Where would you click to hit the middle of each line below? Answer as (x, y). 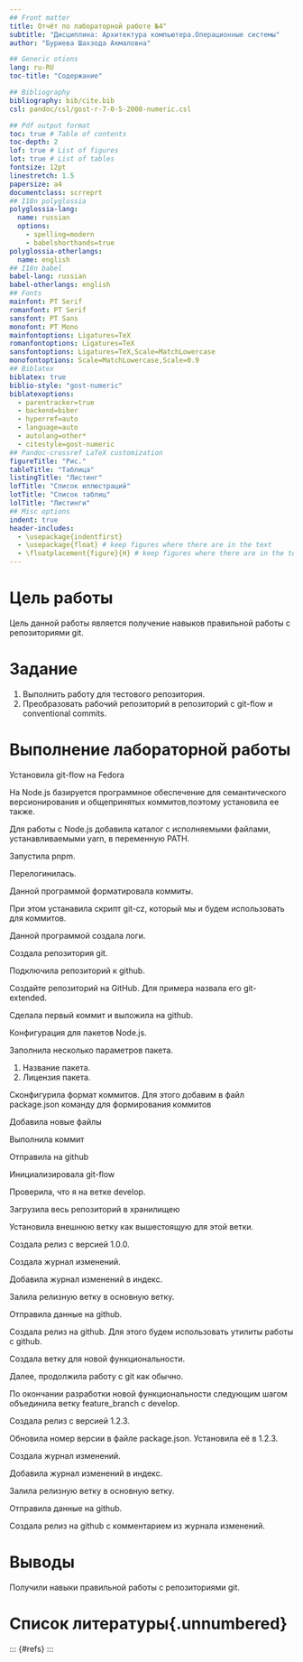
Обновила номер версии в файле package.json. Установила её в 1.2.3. (144, 1438)
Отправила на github (49, 1156)
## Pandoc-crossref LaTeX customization (87, 452)
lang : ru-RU (32, 68)
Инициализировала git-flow (62, 1174)
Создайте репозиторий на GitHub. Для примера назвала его (125, 988)
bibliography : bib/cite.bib (62, 100)
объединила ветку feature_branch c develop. (95, 1403)
